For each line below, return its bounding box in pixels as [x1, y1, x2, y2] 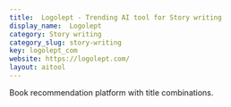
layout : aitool [9, 63, 66, 72]
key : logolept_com [9, 46, 78, 55]
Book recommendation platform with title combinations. [9, 86, 214, 98]
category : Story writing [9, 29, 102, 38]
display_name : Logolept [9, 21, 102, 30]
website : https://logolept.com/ [9, 54, 130, 63]
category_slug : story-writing [9, 37, 123, 47]
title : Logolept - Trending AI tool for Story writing [9, 12, 222, 22]
